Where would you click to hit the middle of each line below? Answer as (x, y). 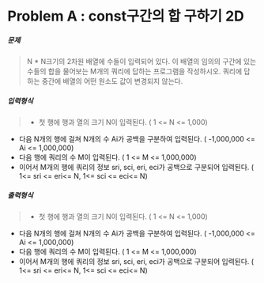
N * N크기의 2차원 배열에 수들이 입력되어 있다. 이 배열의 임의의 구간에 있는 (141, 62)
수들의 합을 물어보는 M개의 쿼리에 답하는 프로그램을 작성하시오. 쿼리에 (134, 71)
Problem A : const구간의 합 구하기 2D (126, 16)
